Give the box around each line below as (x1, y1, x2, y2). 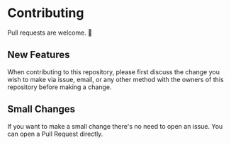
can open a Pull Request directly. (7, 129, 103, 138)
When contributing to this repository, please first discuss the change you (7, 67, 220, 76)
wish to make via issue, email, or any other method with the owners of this (7, 75, 225, 83)
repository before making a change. (7, 83, 112, 91)
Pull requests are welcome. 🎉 (7, 28, 93, 37)
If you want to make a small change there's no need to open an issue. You (7, 122, 223, 130)
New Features (7, 49, 70, 61)
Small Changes (7, 103, 76, 115)
